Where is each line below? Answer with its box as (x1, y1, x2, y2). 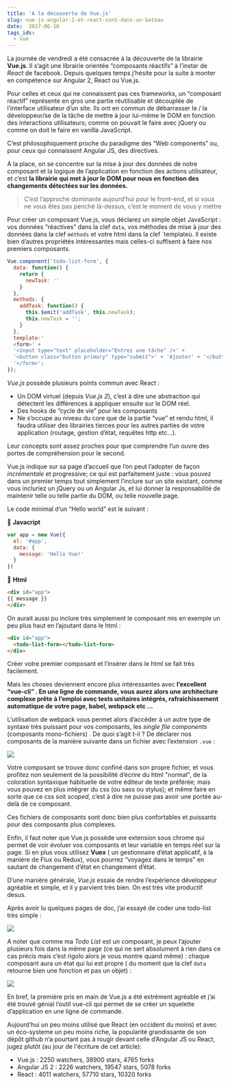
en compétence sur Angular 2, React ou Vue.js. (7, 76, 140, 84)
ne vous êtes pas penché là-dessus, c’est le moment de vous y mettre (23, 202, 222, 211)
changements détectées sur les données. (7, 182, 128, 190)
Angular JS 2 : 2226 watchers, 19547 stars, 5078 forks (16, 1063, 171, 1071)
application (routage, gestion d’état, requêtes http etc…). (16, 428, 177, 436)
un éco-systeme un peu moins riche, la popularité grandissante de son (7, 1028, 207, 1036)
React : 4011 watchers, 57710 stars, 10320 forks (16, 1071, 152, 1079)
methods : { (13, 296, 44, 303)
